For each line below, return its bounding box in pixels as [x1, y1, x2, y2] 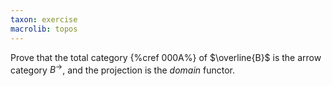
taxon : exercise [10, 14, 78, 25]
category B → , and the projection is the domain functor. [10, 62, 236, 76]
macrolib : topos [10, 24, 78, 34]
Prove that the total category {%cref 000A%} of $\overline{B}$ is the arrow [10, 51, 322, 63]
